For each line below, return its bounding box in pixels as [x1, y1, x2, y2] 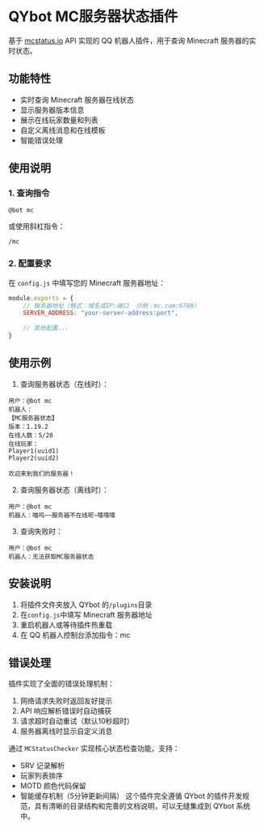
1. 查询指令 [8, 188, 50, 199]
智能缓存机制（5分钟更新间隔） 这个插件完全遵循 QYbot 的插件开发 [19, 791, 243, 801]
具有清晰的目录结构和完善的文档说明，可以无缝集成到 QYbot [34, 801, 235, 811]
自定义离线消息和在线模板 [19, 125, 106, 134]
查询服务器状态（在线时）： [19, 379, 109, 389]
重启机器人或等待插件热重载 [19, 620, 113, 630]
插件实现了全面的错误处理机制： [8, 679, 115, 689]
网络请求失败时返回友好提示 [19, 696, 113, 706]
